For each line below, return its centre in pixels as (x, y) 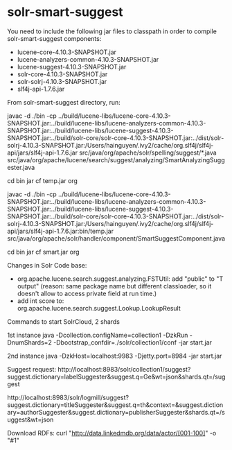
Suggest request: (32, 369)
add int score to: (41, 301)
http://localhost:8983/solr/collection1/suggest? (124, 369)
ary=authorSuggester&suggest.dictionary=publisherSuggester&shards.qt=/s (116, 412)
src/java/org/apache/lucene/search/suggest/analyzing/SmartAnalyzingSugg (116, 159)
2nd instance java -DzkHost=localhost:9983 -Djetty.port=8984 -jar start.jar (115, 356)
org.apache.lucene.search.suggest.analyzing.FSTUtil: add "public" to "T (120, 279)
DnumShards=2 (29, 342)
